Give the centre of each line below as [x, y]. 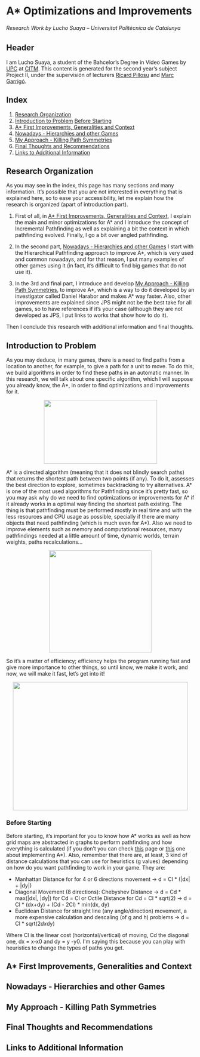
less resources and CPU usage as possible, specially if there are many [93, 517]
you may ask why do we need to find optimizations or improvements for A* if [100, 498]
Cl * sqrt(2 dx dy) [35, 923]
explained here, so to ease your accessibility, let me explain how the [90, 198]
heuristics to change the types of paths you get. [65, 948]
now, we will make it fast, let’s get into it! [56, 674]
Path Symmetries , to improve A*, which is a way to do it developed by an [104, 290]
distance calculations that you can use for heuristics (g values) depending [97, 861]
